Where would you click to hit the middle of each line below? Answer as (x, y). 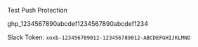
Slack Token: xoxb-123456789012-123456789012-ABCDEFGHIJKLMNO (99, 37)
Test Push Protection (38, 10)
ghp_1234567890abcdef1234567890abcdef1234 (78, 23)
